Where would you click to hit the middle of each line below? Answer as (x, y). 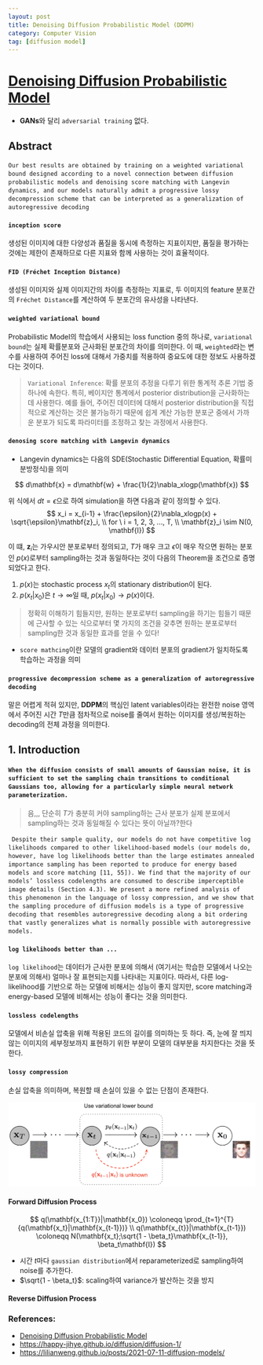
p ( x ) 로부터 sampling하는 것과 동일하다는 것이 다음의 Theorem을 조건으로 (128, 557)
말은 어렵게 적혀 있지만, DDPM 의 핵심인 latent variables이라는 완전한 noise (124, 705)
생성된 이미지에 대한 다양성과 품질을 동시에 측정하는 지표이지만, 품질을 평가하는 (129, 243)
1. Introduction (44, 749)
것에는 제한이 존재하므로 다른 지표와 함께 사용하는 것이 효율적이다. (109, 253)
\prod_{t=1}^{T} (209, 1219)
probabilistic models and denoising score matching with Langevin (119, 182)
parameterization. (38, 795)
